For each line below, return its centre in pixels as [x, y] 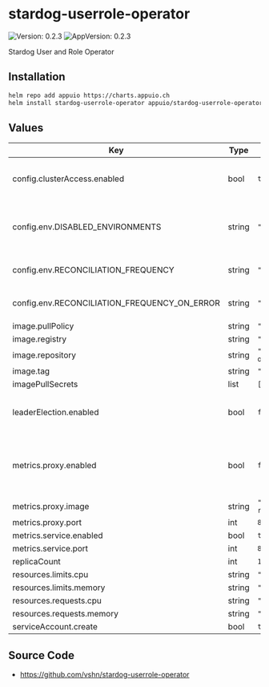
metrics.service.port [50, 548]
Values [26, 128]
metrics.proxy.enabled [54, 466]
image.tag [31, 371]
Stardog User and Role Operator [61, 51]
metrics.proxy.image [51, 507]
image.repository [44, 355]
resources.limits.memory [59, 588]
